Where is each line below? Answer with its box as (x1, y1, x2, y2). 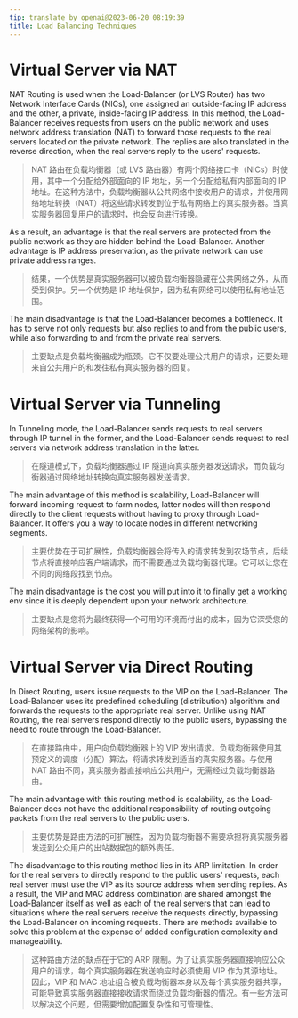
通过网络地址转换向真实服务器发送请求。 (46, 472, 196, 482)
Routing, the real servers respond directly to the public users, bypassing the (9, 715, 287, 726)
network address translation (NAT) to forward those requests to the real (9, 127, 271, 138)
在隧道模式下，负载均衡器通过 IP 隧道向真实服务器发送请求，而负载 (30, 461, 278, 472)
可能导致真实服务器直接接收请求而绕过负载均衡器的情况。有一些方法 (30, 988, 281, 998)
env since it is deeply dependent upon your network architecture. (9, 595, 249, 606)
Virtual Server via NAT (9, 60, 178, 80)
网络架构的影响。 (30, 625, 94, 636)
